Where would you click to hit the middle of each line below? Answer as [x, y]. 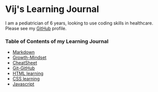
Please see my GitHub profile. [36, 28]
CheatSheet [25, 63]
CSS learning [26, 79]
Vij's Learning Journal [52, 9]
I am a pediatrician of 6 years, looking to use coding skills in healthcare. [79, 23]
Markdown [24, 52]
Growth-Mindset [29, 57]
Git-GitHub [24, 68]
